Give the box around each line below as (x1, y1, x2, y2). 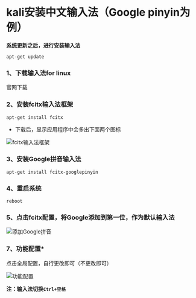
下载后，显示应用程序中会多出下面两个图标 (14, 125, 121, 133)
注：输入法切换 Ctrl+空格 (6, 285, 66, 293)
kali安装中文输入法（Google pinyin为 (6, 5, 191, 19)
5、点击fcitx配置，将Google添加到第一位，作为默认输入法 (6, 214, 175, 222)
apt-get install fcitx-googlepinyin (6, 169, 98, 175)
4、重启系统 (6, 184, 42, 192)
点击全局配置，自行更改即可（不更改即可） (6, 259, 112, 267)
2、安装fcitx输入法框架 (6, 100, 74, 109)
